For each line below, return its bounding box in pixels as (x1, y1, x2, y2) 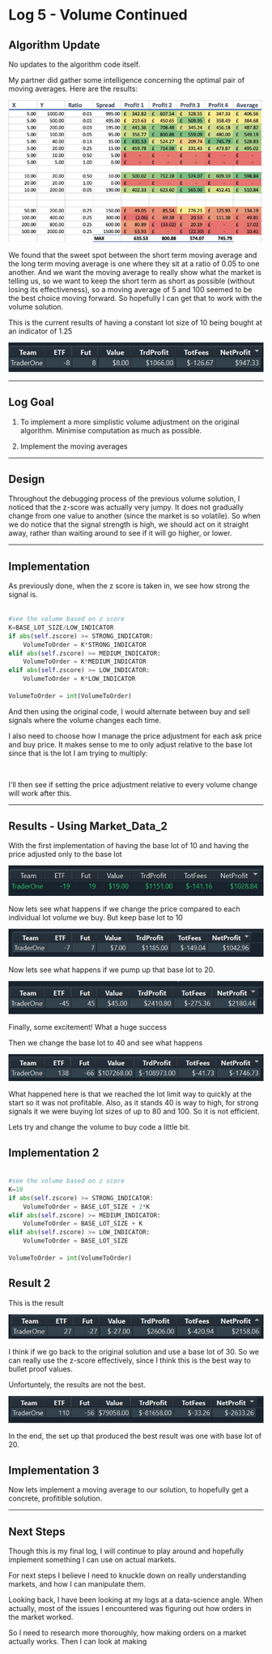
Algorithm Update (8, 38, 100, 52)
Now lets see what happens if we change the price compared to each (8, 904, 240, 914)
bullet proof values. (8, 1364, 73, 1374)
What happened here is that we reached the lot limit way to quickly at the (8, 1089, 253, 1099)
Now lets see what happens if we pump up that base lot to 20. (8, 964, 215, 975)
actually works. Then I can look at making (8, 1637, 147, 1647)
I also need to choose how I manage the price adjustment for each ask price (8, 730, 262, 740)
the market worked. (8, 1613, 74, 1622)
